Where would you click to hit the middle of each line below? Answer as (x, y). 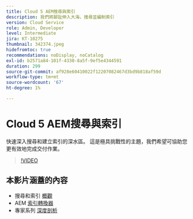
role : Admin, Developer (35, 28)
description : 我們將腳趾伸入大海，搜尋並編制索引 (60, 17)
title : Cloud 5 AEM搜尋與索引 (41, 11)
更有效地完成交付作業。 (34, 149)
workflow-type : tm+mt (33, 77)
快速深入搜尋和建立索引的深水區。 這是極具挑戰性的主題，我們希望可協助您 (97, 141)
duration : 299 (23, 66)
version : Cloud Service (35, 22)
